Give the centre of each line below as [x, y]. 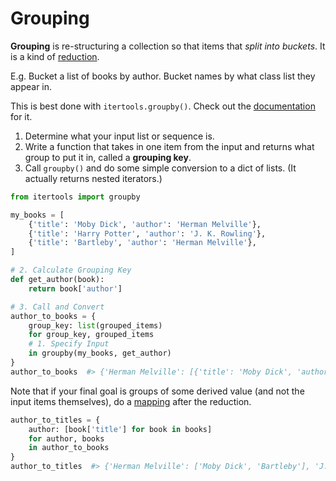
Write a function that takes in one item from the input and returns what [169, 146]
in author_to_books [69, 448]
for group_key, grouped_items [91, 335]
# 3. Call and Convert [57, 307]
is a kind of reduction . [55, 56]
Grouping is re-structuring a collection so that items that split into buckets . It [168, 46]
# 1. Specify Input [69, 344]
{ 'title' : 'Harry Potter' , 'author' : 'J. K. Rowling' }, [147, 233]
